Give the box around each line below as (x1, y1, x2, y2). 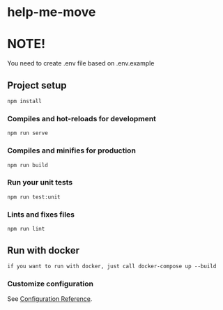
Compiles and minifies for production (7, 146, 136, 155)
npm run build (7, 162, 49, 169)
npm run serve (7, 130, 49, 137)
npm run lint (7, 226, 45, 233)
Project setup (7, 79, 68, 91)
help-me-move (7, 4, 96, 20)
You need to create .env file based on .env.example (7, 59, 155, 68)
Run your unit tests (7, 178, 73, 187)
